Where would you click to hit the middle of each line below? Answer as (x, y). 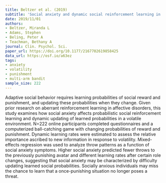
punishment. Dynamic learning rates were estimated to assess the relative (81, 134)
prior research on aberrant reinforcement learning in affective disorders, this (83, 108)
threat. (12, 176)
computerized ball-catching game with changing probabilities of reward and (83, 129)
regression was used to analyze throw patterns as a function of (85, 144)
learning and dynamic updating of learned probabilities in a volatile (73, 118)
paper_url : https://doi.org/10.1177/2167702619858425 (62, 51)
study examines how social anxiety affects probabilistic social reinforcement (83, 113)
